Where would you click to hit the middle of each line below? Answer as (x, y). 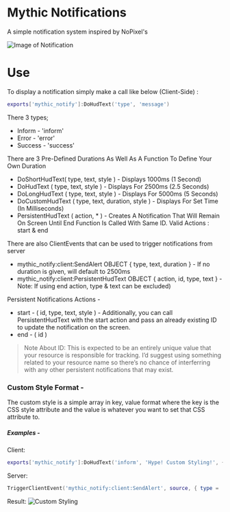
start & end (33, 230)
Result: (17, 501)
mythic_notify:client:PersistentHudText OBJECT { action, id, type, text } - (119, 279)
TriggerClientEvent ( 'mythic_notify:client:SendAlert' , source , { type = (113, 488)
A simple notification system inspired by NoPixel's (78, 32)
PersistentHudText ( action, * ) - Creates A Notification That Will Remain (118, 216)
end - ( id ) (32, 334)
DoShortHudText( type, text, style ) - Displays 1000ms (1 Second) (109, 179)
